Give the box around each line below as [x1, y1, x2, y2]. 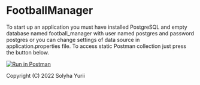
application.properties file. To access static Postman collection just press [6, 42, 187, 50]
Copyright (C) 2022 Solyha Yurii [6, 72, 85, 79]
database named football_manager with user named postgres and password [6, 29, 195, 37]
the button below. [6, 48, 50, 56]
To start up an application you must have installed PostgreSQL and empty [6, 23, 187, 31]
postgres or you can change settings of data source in [6, 36, 140, 43]
